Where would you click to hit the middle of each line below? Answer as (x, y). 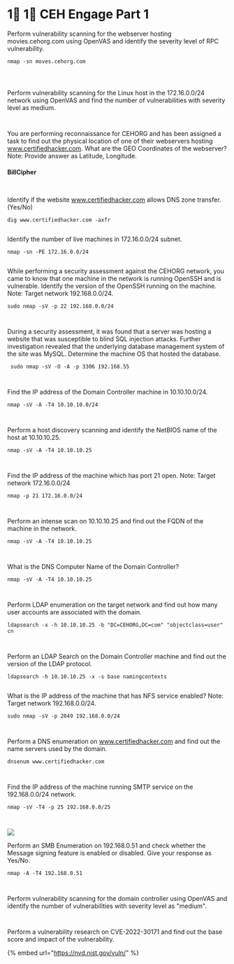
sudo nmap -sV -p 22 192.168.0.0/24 (60, 307)
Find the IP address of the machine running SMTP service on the (100, 787)
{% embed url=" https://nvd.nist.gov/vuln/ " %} (73, 953)
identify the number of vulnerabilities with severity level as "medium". (107, 906)
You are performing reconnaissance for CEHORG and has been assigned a (114, 133)
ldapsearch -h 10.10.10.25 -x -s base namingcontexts (87, 677)
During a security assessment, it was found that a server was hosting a (109, 331)
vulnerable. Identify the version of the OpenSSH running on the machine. (112, 286)
